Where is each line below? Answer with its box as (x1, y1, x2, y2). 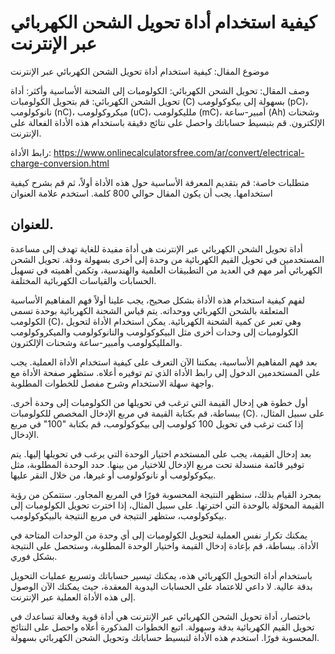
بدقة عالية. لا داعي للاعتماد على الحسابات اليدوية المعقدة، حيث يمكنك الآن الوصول (10, 580, 313, 592)
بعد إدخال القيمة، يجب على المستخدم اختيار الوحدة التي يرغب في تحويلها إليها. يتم (10, 447, 312, 460)
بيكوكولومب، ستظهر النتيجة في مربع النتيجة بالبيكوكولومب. (10, 509, 227, 521)
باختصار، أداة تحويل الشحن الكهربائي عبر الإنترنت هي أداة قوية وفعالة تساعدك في (10, 610, 312, 622)
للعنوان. (10, 216, 54, 233)
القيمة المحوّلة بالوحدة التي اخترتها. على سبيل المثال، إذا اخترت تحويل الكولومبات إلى (10, 499, 325, 511)
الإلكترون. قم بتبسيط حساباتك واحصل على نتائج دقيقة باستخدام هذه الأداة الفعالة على (10, 116, 325, 128)
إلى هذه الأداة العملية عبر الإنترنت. (10, 591, 136, 603)
